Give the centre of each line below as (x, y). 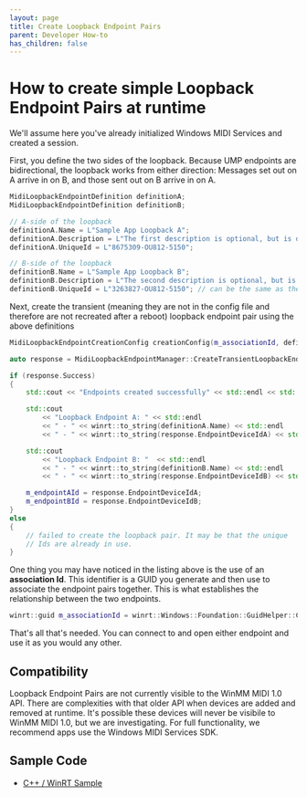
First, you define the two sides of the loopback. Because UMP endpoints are (153, 161)
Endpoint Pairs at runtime (108, 108)
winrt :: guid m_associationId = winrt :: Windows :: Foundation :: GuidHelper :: (153, 616)
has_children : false (49, 43)
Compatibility (49, 671)
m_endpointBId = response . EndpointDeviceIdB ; (114, 502)
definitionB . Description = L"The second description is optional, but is (153, 281)
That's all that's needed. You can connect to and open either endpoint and (149, 633)
